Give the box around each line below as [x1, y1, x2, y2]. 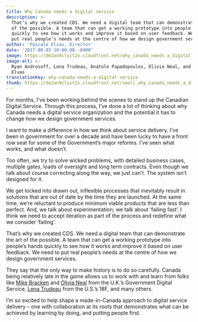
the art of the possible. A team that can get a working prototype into [6, 236, 171, 243]
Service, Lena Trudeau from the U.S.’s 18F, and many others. [6, 285, 153, 292]
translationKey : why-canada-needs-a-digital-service [6, 74, 138, 80]
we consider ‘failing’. [6, 219, 56, 225]
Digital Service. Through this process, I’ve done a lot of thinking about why [6, 103, 187, 109]
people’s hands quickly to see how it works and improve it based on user [6, 243, 183, 249]
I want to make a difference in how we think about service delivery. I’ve [6, 126, 179, 134]
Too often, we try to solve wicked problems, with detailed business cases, [6, 157, 186, 164]
